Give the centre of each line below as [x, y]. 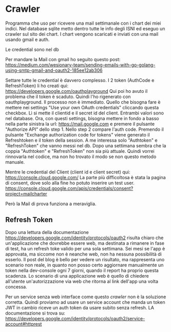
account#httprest [24, 324]
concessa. [16, 287]
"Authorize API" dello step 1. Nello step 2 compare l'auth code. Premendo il [85, 129]
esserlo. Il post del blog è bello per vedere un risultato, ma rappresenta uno [85, 259]
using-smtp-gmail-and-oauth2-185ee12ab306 [54, 70]
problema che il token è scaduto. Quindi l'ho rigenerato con [68, 96]
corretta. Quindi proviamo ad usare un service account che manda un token [85, 302]
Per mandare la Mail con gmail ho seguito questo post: [63, 59]
